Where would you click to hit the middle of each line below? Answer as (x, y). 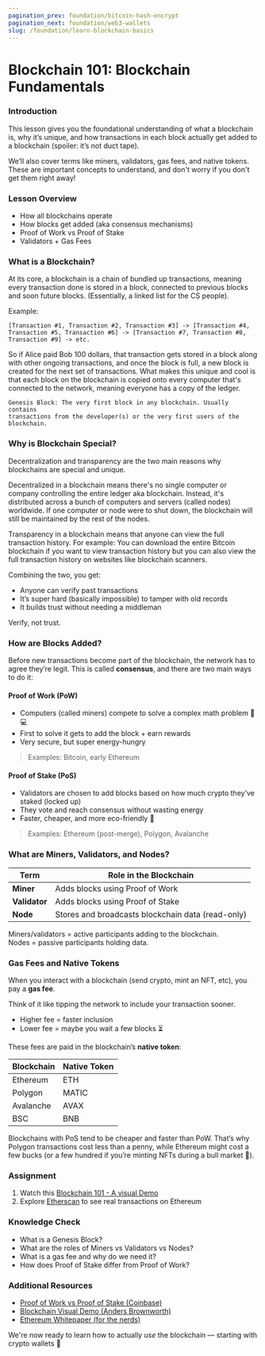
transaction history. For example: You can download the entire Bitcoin (122, 542)
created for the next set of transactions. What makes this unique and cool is (132, 371)
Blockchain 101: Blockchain (99, 70)
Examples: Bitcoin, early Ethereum (84, 757)
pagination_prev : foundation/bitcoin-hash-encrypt (94, 15)
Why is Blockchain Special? (62, 444)
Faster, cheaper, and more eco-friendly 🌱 (87, 819)
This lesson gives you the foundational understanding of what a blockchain (131, 129)
